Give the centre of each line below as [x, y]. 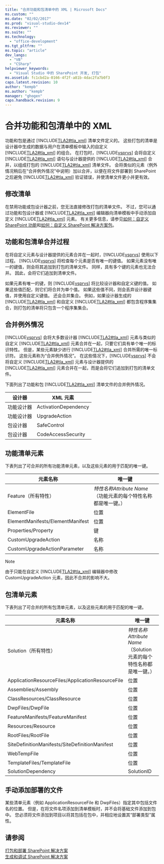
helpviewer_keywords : [27, 69]
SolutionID [140, 771]
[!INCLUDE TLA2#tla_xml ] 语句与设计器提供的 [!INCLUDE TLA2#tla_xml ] [76, 159]
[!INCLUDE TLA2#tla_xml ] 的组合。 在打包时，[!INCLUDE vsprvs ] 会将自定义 [81, 153]
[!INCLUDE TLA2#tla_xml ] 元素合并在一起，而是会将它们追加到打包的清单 [78, 368]
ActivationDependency [63, 407]
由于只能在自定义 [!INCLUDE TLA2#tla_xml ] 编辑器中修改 [61, 571]
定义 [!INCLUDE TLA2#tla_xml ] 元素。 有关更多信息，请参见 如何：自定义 [77, 219]
